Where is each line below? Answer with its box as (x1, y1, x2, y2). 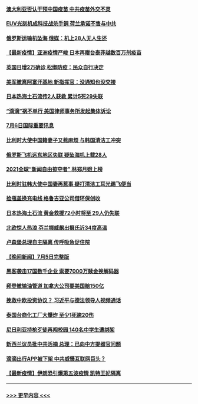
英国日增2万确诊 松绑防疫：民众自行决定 (6, 64, 104, 71)
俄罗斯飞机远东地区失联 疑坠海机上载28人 (6, 151, 107, 158)
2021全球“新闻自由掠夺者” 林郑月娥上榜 (6, 165, 103, 173)
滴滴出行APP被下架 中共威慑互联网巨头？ (6, 355, 106, 362)
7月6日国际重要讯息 (6, 122, 54, 129)
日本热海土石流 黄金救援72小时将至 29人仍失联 (6, 209, 120, 216)
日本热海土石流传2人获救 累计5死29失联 (6, 93, 103, 100)
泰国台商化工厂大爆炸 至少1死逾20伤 (6, 312, 94, 319)
